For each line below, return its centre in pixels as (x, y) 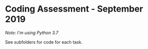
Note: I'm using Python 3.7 (32, 33)
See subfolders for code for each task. (44, 42)
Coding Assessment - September (74, 9)
